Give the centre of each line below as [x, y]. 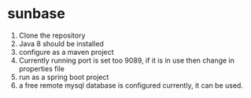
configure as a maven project [66, 52]
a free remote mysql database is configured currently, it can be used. [131, 85]
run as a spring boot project [64, 77]
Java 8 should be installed [61, 43]
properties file [41, 68]
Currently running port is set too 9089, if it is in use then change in [127, 60]
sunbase [37, 14]
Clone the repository [52, 35]
